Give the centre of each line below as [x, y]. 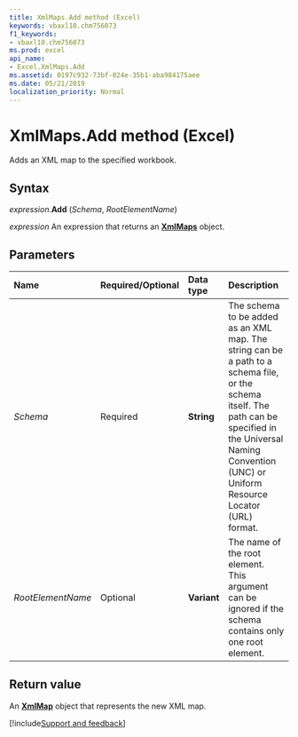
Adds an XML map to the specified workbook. [93, 160]
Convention [252, 461]
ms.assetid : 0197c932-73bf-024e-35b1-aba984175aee [105, 75]
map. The [247, 339]
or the [240, 384]
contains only [256, 631]
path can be [252, 416]
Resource [248, 495]
